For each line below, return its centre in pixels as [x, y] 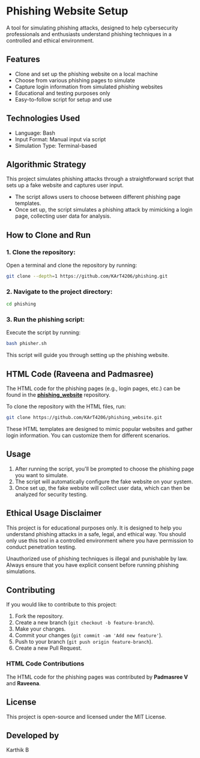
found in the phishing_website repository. [59, 395]
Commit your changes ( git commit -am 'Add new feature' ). [89, 635]
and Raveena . [23, 683]
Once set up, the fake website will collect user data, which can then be [102, 488]
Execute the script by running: [44, 332]
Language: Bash [35, 133]
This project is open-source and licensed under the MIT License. [86, 717]
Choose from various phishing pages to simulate [75, 80]
